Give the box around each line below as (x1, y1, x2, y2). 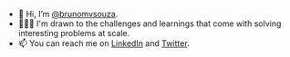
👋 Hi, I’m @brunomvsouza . (17, 9, 119, 19)
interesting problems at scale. (17, 28, 130, 38)
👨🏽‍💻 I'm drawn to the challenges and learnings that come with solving (17, 18, 282, 29)
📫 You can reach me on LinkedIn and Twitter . (17, 38, 190, 49)
